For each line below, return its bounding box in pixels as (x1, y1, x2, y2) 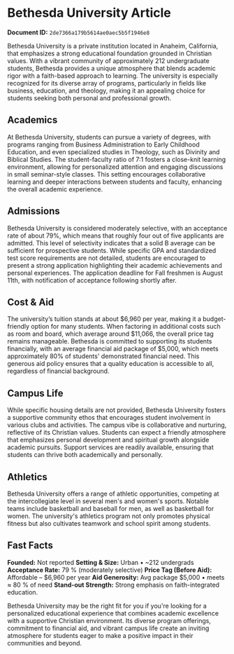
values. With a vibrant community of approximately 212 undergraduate (7, 56, 210, 64)
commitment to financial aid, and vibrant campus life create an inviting (7, 624, 210, 632)
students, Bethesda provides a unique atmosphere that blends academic (7, 64, 217, 72)
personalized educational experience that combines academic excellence (7, 608, 219, 618)
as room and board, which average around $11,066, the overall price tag (7, 329, 214, 338)
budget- (202, 315, 226, 323)
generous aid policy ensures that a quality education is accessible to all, (7, 360, 214, 368)
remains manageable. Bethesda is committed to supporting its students (7, 337, 212, 346)
